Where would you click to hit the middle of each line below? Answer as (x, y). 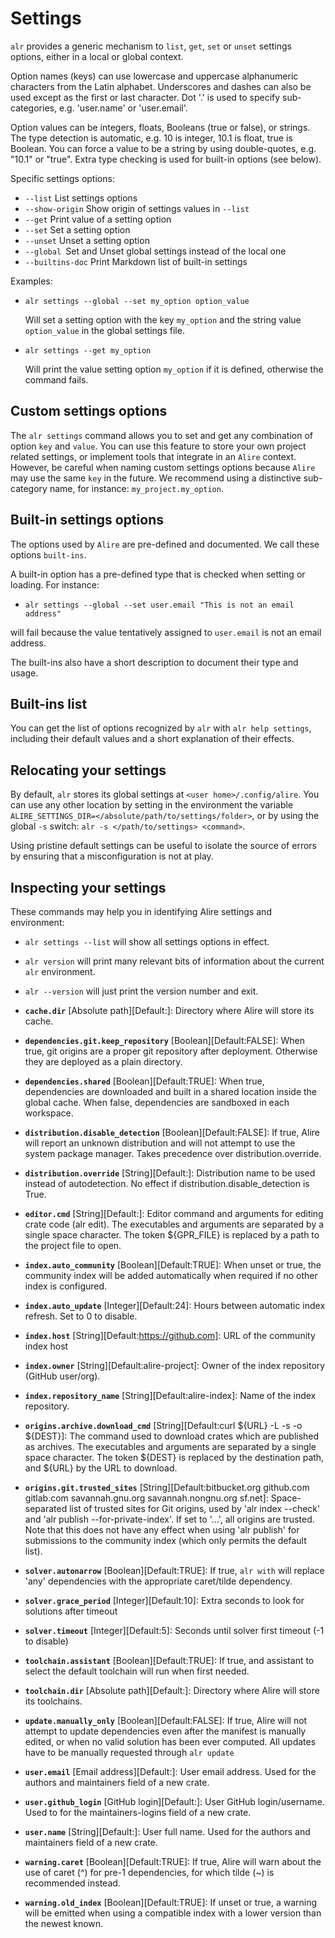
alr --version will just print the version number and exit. (141, 991)
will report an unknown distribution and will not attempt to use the (160, 1143)
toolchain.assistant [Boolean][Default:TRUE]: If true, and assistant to (169, 1660)
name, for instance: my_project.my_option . (136, 488)
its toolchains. (53, 1701)
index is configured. (66, 1286)
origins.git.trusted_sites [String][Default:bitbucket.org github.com (167, 1487)
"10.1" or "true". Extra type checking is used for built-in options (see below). (166, 159)
